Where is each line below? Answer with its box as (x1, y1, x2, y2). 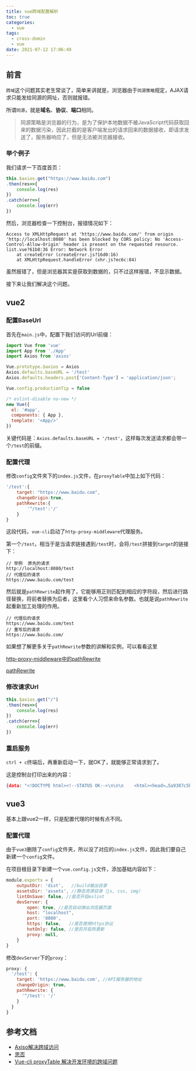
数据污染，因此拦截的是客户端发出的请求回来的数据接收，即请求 (30, 126, 184, 133)
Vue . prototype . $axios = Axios (6, 364, 80, 370)
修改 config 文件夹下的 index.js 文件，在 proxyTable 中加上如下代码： (6, 472, 166, 479)
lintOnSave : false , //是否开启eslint (16, 893, 105, 899)
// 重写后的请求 (6, 627, 40, 633)
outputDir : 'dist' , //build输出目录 (16, 883, 107, 889)
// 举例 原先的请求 (6, 561, 50, 567)
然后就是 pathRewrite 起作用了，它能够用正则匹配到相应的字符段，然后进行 (6, 588, 183, 595)
